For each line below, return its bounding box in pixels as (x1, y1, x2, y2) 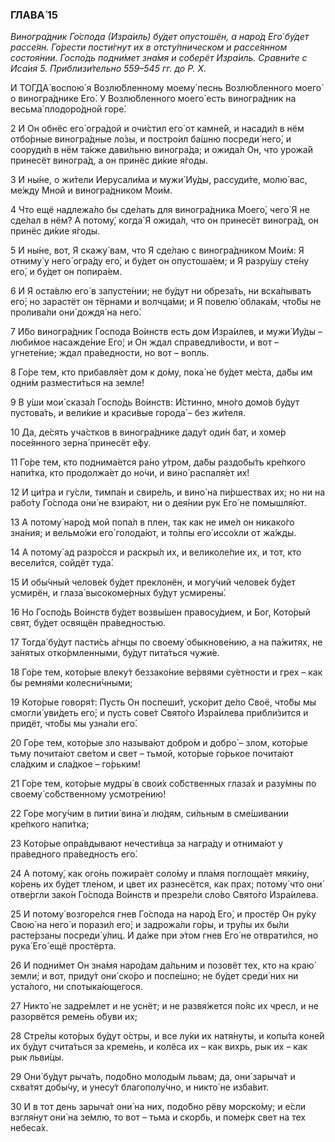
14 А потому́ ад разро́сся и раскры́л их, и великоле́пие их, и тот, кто (10, 546, 302, 558)
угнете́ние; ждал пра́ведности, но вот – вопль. (10, 347, 210, 359)
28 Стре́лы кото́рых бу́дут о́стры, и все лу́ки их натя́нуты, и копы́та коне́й (10, 1030, 325, 1042)
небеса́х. (10, 1122, 49, 1134)
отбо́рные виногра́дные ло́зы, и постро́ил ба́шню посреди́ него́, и (10, 133, 292, 145)
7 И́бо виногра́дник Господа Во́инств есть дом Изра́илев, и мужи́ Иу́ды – (10, 326, 323, 338)
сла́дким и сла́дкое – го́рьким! (10, 758, 141, 770)
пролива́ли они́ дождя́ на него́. (10, 306, 142, 318)
